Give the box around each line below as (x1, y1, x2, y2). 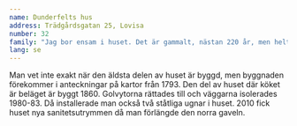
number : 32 (9, 29, 49, 38)
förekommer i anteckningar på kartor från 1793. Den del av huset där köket (9, 79, 281, 90)
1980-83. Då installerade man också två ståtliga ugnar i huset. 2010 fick (9, 98, 270, 108)
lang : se (9, 46, 42, 55)
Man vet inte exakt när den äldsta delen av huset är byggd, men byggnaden (9, 70, 285, 80)
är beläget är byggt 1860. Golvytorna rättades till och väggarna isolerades (9, 89, 278, 100)
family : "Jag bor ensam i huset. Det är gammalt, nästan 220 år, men (9, 37, 271, 47)
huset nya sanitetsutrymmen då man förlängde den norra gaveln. (9, 107, 246, 118)
